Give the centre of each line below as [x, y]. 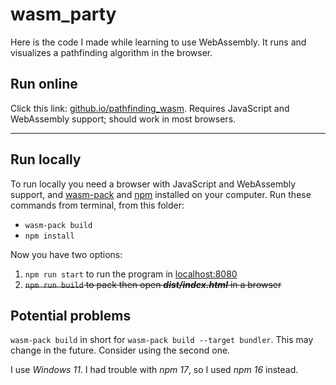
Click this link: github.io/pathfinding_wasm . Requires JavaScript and [150, 108]
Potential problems [71, 315]
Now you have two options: [66, 254]
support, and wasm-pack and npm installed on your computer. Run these [161, 194]
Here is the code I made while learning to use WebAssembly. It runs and [158, 42]
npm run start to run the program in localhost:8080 [131, 274]
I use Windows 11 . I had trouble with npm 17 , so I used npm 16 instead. [154, 370]
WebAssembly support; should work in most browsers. [123, 119]
